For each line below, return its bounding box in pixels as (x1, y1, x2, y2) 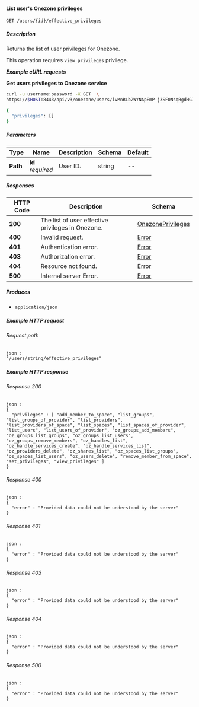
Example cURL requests (6, 68, 66, 75)
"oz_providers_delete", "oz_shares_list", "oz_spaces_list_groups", (6, 448, 179, 454)
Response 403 (6, 569, 42, 576)
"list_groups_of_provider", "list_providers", (6, 417, 123, 423)
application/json (14, 304, 58, 311)
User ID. (58, 162, 81, 170)
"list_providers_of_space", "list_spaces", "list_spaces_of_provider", (6, 422, 187, 428)
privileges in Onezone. (40, 224, 103, 232)
